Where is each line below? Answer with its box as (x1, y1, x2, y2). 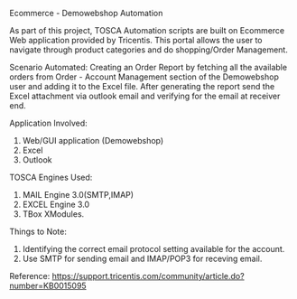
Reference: (9, 271, 51, 281)
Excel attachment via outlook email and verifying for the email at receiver (9, 90, 281, 101)
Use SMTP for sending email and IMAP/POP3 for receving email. (22, 253, 263, 264)
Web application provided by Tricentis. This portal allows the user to (9, 35, 263, 45)
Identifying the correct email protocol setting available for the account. (22, 244, 285, 254)
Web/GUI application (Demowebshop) (22, 135, 164, 145)
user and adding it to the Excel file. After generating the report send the (9, 81, 275, 91)
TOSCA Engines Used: (9, 172, 93, 182)
